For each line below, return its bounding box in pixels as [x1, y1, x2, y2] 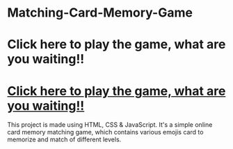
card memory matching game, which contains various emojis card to [7, 128, 204, 137]
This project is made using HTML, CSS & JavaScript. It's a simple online [7, 121, 213, 129]
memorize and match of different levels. [7, 135, 122, 143]
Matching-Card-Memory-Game [7, 5, 193, 21]
